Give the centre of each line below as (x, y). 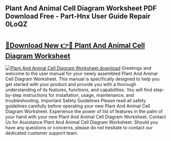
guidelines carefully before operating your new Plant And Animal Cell (78, 106)
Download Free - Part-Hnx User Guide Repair (78, 17)
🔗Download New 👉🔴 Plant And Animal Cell (75, 45)
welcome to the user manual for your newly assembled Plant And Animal (81, 74)
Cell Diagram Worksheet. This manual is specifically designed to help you (82, 79)
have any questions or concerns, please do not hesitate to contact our (79, 128)
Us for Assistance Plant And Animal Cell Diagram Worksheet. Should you (82, 122)
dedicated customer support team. (42, 133)
